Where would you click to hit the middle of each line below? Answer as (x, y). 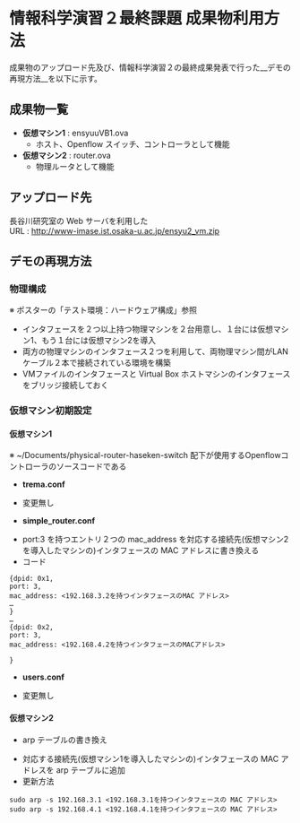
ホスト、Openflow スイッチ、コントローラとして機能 (133, 143)
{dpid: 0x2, (31, 628)
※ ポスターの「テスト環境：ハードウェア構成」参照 (103, 310)
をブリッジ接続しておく (65, 386)
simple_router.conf (59, 521)
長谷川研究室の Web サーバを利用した (79, 221)
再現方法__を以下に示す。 (56, 78)
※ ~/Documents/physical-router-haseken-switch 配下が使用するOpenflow (145, 455)
